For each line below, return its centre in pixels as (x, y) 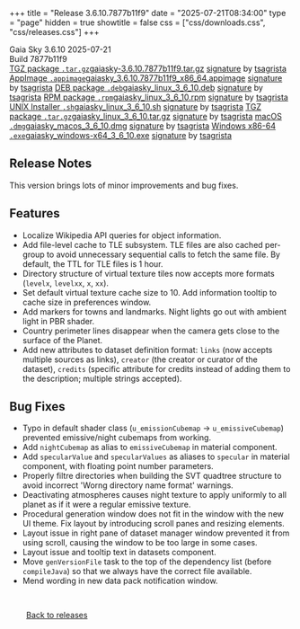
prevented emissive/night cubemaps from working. (117, 438)
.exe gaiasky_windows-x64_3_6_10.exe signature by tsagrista (120, 135)
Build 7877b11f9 (38, 59)
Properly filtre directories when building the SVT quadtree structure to (152, 476)
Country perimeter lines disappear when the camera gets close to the (151, 331)
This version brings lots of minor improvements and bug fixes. (124, 185)
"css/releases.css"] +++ (54, 32)
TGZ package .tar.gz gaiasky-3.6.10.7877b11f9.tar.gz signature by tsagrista (148, 68)
